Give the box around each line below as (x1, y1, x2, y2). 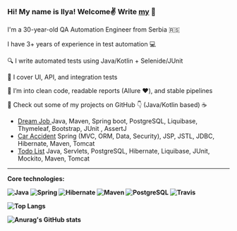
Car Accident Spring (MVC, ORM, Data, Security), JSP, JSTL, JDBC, (17, 132, 215, 140)
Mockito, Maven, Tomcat (17, 154, 90, 163)
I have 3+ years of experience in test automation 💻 (7, 40, 157, 49)
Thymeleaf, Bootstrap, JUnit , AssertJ (17, 125, 127, 133)
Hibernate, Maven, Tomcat (17, 139, 95, 148)
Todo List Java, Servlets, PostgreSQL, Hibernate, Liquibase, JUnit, (17, 147, 210, 156)
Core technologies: (7, 175, 65, 183)
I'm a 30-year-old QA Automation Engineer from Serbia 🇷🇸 (7, 25, 180, 34)
